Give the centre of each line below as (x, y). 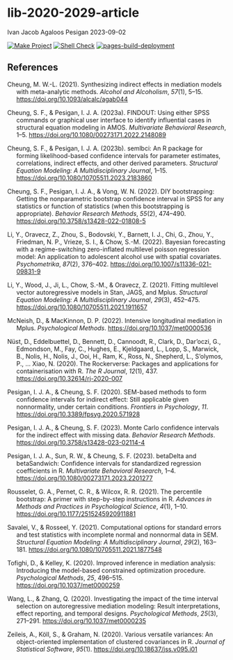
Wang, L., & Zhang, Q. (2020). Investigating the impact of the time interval (113, 598)
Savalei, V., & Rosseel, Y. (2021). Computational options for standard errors (114, 527)
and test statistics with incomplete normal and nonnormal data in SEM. (117, 535)
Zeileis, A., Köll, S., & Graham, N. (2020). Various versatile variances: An (110, 634)
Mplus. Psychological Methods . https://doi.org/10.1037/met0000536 (114, 328)
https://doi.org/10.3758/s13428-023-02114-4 (81, 442)
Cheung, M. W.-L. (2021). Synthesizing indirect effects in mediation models (115, 84)
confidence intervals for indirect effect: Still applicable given (103, 399)
